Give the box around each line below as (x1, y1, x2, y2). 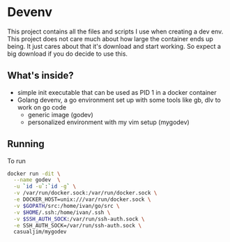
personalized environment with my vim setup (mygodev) (27, 118, 190, 126)
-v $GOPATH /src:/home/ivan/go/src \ (13, 202, 120, 209)
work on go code (17, 103, 67, 112)
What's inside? (7, 70, 75, 82)
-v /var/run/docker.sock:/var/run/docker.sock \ (13, 190, 158, 197)
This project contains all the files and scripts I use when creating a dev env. (7, 27, 224, 36)
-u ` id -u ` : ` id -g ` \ (13, 183, 77, 190)
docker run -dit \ (7, 170, 61, 177)
